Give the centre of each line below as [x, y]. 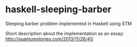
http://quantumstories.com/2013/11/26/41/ [49, 39]
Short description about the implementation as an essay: [65, 33]
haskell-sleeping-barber [58, 9]
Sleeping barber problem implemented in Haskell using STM [68, 24]
